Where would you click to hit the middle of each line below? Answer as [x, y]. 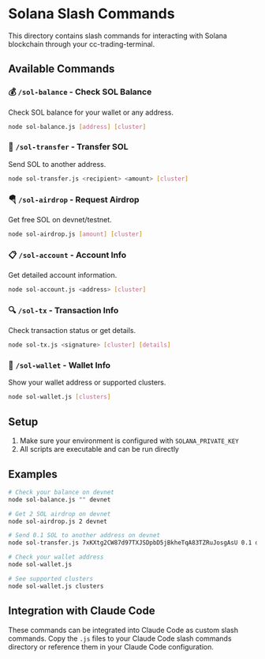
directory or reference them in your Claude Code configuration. [111, 646]
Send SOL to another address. [57, 164]
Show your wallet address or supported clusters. [87, 383]
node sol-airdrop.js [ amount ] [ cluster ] [76, 234]
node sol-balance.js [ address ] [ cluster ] [77, 127]
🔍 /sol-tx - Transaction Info [63, 310]
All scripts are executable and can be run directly [99, 449]
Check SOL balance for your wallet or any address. [91, 112]
